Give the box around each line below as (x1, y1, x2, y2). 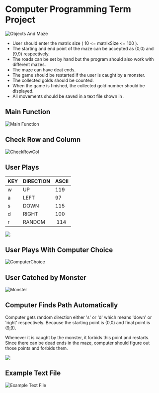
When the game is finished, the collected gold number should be (12, 82, 145, 88)
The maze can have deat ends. (12, 66, 76, 73)
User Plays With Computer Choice (5, 245, 113, 254)
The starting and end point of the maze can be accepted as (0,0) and (12, 45, 154, 51)
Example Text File (5, 369, 61, 378)
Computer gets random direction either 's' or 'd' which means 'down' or (5, 314, 152, 320)
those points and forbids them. (5, 345, 68, 351)
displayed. (12, 88, 34, 94)
